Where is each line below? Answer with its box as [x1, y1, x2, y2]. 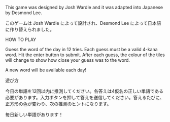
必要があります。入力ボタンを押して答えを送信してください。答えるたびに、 [5, 95, 164, 100]
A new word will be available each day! [5, 67, 87, 73]
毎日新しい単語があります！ [5, 111, 63, 117]
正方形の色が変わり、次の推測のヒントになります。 [5, 101, 112, 107]
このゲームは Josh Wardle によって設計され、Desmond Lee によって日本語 [5, 20, 161, 26]
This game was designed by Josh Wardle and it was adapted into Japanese [5, 5, 163, 10]
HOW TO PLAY [5, 36, 37, 43]
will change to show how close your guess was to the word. [5, 57, 130, 63]
